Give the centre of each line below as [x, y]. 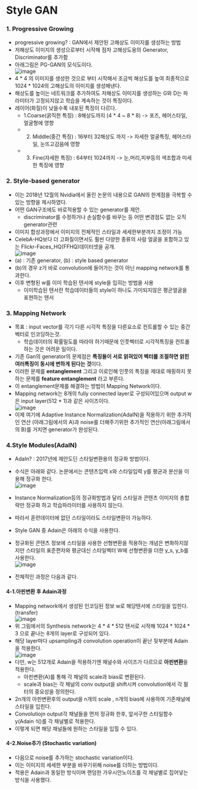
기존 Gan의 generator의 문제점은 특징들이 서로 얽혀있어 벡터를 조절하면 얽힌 [102, 357]
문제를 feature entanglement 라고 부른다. [75, 379]
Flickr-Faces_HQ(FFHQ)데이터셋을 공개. [68, 246]
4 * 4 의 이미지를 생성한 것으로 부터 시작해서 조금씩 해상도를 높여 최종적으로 [102, 78]
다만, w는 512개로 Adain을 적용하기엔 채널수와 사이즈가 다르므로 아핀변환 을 [101, 661]
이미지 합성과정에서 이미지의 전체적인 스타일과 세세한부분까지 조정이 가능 [98, 231]
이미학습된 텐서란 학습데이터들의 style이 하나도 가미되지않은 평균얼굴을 [105, 290]
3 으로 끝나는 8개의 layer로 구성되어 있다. [62, 633]
